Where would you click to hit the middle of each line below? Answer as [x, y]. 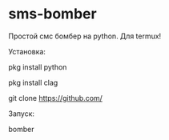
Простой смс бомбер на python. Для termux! [85, 36]
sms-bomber [53, 14]
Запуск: [21, 114]
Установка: [27, 51]
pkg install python [38, 67]
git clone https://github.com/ [55, 98]
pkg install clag [33, 82]
